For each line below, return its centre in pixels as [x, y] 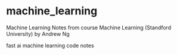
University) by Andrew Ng [38, 33]
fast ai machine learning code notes [50, 45]
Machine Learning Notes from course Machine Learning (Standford [89, 27]
